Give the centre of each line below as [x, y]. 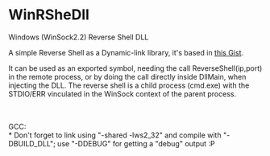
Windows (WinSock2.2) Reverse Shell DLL [79, 37]
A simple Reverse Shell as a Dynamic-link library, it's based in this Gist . [126, 52]
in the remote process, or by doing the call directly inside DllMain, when [127, 76]
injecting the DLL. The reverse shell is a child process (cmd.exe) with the [129, 85]
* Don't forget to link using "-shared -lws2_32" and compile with [115, 135]
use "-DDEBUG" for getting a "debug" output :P [136, 143]
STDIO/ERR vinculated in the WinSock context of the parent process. [122, 93]
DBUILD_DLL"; [32, 143]
